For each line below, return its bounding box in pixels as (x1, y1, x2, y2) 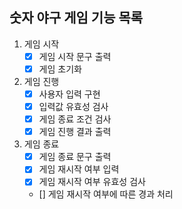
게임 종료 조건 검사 (38, 113, 112, 125)
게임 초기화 (38, 63, 82, 75)
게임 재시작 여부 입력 (38, 163, 120, 175)
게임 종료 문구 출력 (38, 151, 112, 163)
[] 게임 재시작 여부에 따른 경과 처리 (38, 188, 174, 200)
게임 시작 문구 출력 (38, 50, 112, 62)
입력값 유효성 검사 (38, 101, 109, 112)
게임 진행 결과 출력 (38, 126, 112, 138)
